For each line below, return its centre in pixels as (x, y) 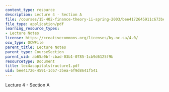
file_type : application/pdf (35, 24)
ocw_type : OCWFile (24, 43)
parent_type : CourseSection (35, 52)
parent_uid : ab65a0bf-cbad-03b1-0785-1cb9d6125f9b (59, 57)
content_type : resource (30, 10)
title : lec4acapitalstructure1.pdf (43, 66)
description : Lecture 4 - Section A (44, 15)
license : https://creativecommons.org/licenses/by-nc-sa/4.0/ (72, 38)
